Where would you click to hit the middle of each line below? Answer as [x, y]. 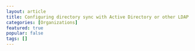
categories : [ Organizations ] [42, 22]
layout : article [26, 11]
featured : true [25, 28]
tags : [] [17, 39]
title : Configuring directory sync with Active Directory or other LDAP [97, 17]
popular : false [25, 33]
